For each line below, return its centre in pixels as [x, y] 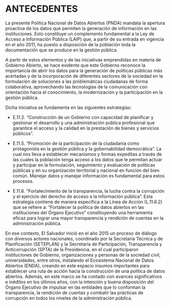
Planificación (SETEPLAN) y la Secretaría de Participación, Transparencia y [84, 244]
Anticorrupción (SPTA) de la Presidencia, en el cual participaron [72, 249]
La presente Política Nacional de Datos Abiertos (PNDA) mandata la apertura [85, 23]
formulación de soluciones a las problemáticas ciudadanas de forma [77, 81]
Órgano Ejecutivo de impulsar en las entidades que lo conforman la [75, 287]
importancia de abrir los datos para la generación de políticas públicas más [84, 70]
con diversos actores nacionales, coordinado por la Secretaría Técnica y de [84, 238]
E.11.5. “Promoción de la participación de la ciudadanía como [76, 143]
